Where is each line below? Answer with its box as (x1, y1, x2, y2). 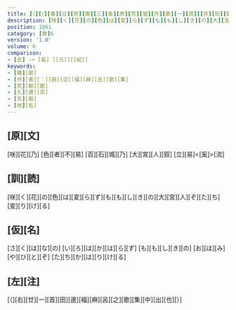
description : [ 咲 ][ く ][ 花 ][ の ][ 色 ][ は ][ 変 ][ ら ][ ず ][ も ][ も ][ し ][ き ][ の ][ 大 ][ (7, 17, 225, 24)
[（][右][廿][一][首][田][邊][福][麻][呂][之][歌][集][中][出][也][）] (7, 295, 183, 304)
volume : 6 (7, 43, 37, 50)
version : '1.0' (7, 37, 52, 44)
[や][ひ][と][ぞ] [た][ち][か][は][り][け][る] (7, 253, 126, 261)
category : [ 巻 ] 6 (7, 30, 54, 37)
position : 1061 (7, 23, 52, 30)
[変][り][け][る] (7, 201, 51, 210)
